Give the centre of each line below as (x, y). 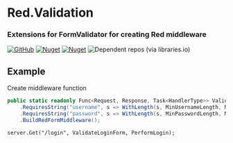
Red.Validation (50, 13)
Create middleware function (47, 88)
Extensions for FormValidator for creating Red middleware (107, 35)
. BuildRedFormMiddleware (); (60, 120)
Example (26, 71)
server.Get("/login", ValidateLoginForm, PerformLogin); (91, 133)
